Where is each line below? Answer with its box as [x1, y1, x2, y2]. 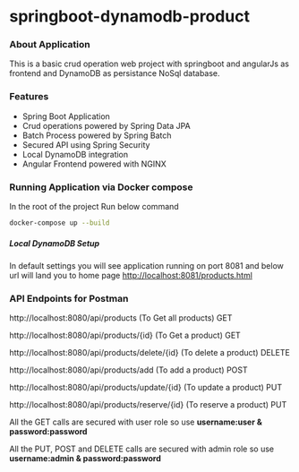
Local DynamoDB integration [21, 149, 129, 159]
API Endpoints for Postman [9, 292, 129, 305]
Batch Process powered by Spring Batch [21, 130, 172, 141]
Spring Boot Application [21, 110, 110, 122]
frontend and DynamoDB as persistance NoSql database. [9, 68, 221, 79]
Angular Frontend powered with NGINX [21, 159, 167, 169]
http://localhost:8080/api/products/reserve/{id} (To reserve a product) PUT [9, 399, 287, 410]
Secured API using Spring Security [21, 139, 150, 150]
